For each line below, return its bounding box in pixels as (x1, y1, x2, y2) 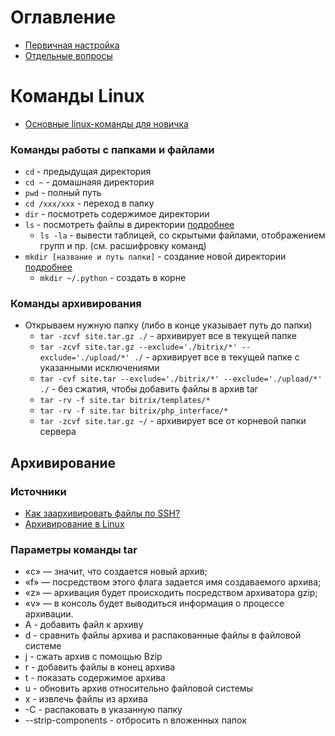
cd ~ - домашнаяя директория (24, 176, 155, 188)
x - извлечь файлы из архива (24, 693, 148, 705)
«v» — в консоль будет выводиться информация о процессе (24, 597, 285, 610)
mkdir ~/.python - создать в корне (39, 272, 187, 284)
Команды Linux (10, 85, 145, 108)
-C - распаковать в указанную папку (24, 704, 183, 716)
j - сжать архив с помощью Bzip (24, 651, 163, 663)
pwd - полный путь (24, 187, 102, 199)
